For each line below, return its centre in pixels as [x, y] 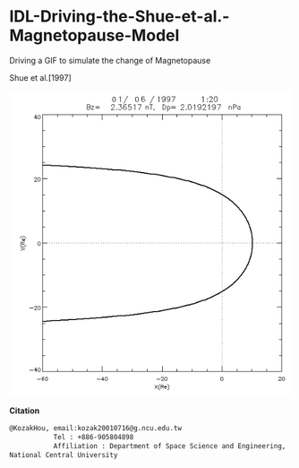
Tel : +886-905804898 [94, 437]
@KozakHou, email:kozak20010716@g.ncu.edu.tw [95, 428]
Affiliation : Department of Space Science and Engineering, [170, 446]
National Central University [64, 455]
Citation [25, 411]
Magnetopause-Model [94, 35]
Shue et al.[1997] [40, 77]
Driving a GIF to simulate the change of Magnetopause [110, 60]
